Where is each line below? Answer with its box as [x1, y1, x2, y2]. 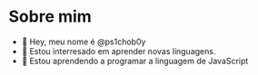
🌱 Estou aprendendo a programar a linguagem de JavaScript [21, 55, 249, 66]
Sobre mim [8, 6, 92, 27]
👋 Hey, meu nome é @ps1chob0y [21, 36, 146, 47]
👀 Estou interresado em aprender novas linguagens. [21, 45, 216, 56]
